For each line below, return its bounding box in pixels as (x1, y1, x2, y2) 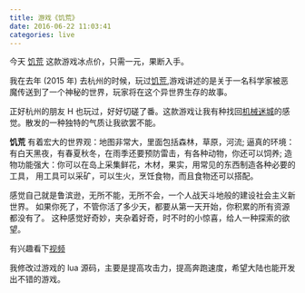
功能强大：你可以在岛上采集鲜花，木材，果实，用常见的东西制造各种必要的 (16, 160, 296, 171)
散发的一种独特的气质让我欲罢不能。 (25, 117, 161, 128)
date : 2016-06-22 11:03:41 (9, 22, 112, 31)
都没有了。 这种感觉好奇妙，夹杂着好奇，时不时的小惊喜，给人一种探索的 (9, 212, 282, 223)
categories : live (9, 30, 75, 39)
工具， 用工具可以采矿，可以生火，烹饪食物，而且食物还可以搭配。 (9, 171, 259, 181)
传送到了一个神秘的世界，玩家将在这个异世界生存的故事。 (16, 87, 232, 98)
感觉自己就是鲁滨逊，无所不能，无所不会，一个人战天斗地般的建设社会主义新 (9, 190, 296, 200)
